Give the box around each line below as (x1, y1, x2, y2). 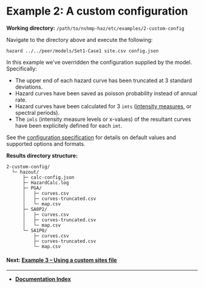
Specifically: (6, 65, 38, 72)
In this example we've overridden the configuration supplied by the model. (6, 58, 192, 66)
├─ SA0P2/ (22, 206, 47, 212)
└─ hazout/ (12, 169, 39, 175)
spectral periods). (15, 109, 59, 116)
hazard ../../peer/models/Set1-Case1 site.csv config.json (6, 47, 159, 54)
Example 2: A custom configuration (6, 4, 188, 18)
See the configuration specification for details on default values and (6, 134, 176, 141)
